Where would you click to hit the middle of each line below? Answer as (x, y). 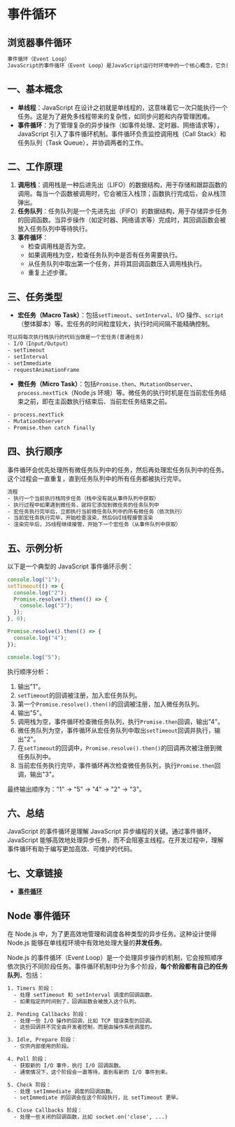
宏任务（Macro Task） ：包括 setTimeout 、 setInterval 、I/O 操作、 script (120, 315)
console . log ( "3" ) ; (47, 606)
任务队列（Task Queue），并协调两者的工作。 (82, 142)
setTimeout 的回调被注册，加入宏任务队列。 (79, 695)
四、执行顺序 (35, 452)
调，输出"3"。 (37, 774)
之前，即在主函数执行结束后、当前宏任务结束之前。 (97, 401)
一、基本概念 (35, 89)
